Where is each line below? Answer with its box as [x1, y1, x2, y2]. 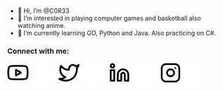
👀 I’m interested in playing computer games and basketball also [17, 14, 202, 22]
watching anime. [17, 22, 66, 29]
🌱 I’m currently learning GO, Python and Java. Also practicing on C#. [17, 29, 217, 37]
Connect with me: [7, 46, 70, 56]
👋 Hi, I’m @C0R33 [17, 7, 70, 15]
